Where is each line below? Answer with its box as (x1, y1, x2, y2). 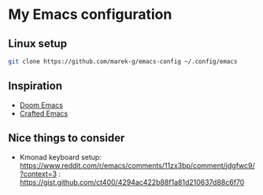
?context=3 (19, 169, 57, 178)
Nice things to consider (8, 131, 125, 145)
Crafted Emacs (19, 109, 69, 118)
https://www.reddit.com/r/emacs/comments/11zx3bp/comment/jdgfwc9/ (19, 160, 255, 170)
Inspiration (8, 79, 63, 93)
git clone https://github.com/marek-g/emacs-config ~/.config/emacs (8, 57, 238, 65)
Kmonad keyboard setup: (19, 152, 102, 162)
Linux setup (8, 37, 68, 50)
